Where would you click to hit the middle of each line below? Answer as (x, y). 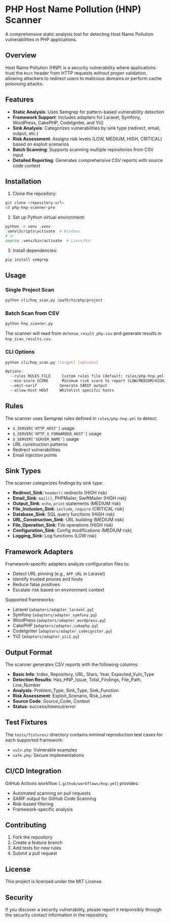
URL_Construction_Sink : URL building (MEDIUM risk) (68, 520)
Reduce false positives (36, 584)
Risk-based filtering (33, 804)
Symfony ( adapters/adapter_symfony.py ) (55, 615)
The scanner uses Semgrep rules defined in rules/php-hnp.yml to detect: (81, 418)
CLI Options (20, 352)
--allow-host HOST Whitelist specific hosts (62, 390)
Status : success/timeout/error (44, 706)
